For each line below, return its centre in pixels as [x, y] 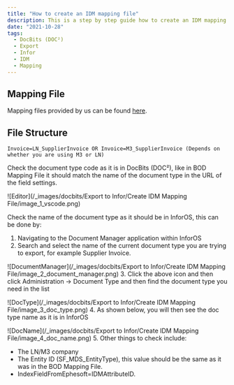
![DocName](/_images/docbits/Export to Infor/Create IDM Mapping [103, 331]
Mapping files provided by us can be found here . [78, 111]
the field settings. [32, 183]
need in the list [29, 289]
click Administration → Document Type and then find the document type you [117, 282]
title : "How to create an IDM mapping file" [73, 14]
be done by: [24, 225]
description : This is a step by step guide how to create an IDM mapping [117, 20]
